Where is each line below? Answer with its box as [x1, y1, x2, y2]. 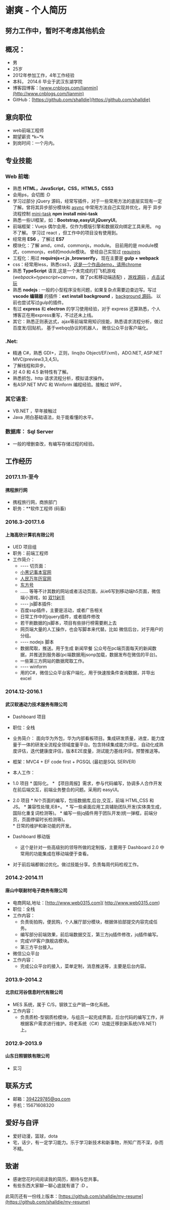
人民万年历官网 [20, 576, 52, 582]
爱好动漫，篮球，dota [12, 1133, 58, 1139]
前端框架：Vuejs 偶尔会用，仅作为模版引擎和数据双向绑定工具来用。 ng [12, 223, 161, 229]
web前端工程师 [12, 127, 44, 133]
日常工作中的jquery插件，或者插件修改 [20, 614, 100, 620]
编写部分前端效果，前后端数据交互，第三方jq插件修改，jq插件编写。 [20, 931, 161, 937]
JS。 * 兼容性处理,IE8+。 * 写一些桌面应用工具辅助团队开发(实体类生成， [12, 803, 164, 809]
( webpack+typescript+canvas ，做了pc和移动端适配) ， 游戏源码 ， [12, 274, 152, 280]
